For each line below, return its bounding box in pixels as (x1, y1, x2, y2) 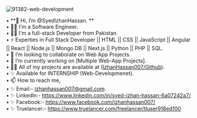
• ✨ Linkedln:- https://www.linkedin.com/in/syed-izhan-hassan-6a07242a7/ (6, 92, 191, 99)
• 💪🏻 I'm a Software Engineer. (6, 24, 78, 30)
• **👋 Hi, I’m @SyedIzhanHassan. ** (6, 17, 94, 24)
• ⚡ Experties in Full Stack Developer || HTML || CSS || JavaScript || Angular (6, 36, 191, 43)
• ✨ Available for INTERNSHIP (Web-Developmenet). (6, 70, 134, 77)
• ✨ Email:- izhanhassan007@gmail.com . (6, 86, 106, 92)
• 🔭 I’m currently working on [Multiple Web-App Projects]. (6, 57, 146, 64)
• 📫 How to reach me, (6, 77, 61, 84)
